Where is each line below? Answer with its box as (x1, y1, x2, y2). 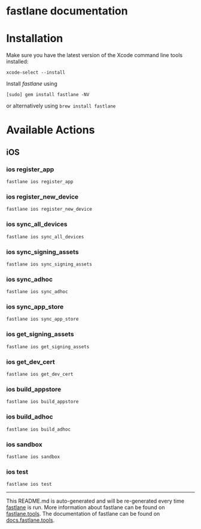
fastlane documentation (6, 4, 128, 18)
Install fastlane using (6, 80, 58, 88)
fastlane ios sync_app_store (6, 316, 79, 322)
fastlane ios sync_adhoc (6, 289, 68, 295)
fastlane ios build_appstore (6, 399, 79, 405)
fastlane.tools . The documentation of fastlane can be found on (6, 510, 160, 518)
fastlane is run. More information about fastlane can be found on (6, 504, 165, 511)
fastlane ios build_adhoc (6, 426, 71, 432)
